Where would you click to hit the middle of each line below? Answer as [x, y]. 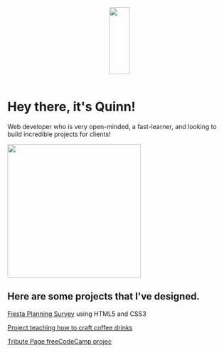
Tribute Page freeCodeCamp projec [60, 341]
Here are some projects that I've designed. [104, 296]
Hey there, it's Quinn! [72, 107]
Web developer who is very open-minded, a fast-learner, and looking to [112, 126]
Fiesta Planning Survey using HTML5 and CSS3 [77, 314]
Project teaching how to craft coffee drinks [70, 327]
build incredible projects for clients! [59, 134]
